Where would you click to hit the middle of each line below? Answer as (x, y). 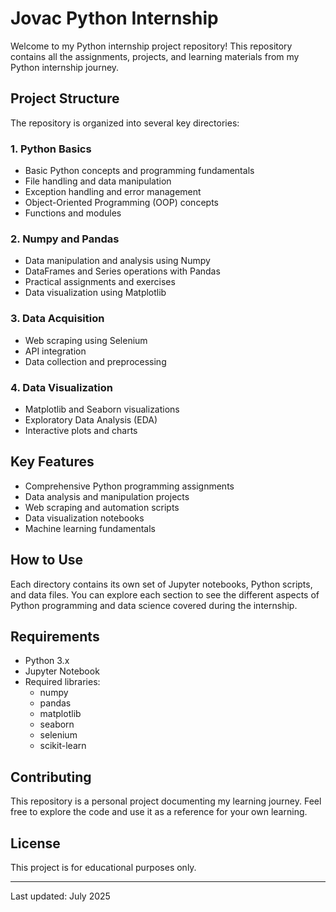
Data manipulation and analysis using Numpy (117, 261)
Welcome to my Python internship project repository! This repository (151, 46)
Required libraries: (62, 682)
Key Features (52, 462)
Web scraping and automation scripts (102, 507)
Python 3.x (47, 661)
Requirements (55, 636)
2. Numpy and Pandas (65, 239)
